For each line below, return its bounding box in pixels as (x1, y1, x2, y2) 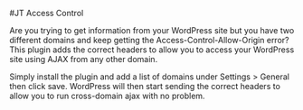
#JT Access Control (9, 8, 84, 18)
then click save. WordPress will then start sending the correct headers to (9, 81, 280, 91)
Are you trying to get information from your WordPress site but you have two (9, 25, 295, 35)
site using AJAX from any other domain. (9, 54, 158, 64)
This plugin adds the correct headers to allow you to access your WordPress (9, 44, 295, 55)
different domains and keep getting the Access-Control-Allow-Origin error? (9, 35, 289, 45)
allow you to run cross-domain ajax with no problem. (9, 90, 205, 101)
